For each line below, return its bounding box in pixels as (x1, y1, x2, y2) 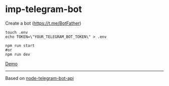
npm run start (5, 43, 35, 48)
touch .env (5, 30, 28, 35)
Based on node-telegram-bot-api (5, 75, 74, 81)
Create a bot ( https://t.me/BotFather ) (5, 20, 81, 26)
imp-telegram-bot (5, 4, 82, 15)
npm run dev (5, 52, 30, 57)
